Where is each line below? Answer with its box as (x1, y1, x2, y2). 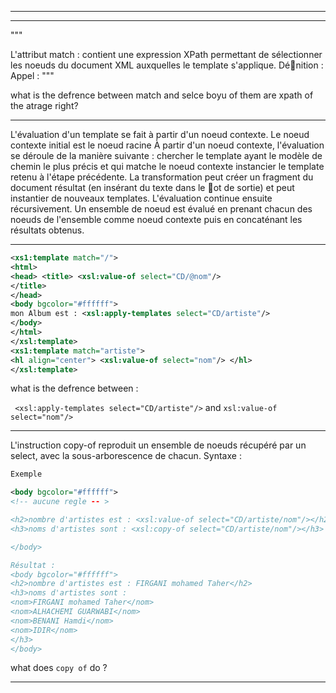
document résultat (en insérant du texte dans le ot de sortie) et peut (10, 182, 295, 193)
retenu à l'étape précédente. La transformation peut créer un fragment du (10, 171, 314, 183)
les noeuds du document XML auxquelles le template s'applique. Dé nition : (10, 59, 324, 71)
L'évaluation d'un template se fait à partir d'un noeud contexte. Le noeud (10, 129, 310, 140)
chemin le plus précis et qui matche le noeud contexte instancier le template (10, 161, 325, 172)
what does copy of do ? (10, 662, 108, 674)
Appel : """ (10, 70, 55, 81)
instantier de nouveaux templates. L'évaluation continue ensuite (10, 192, 273, 204)
